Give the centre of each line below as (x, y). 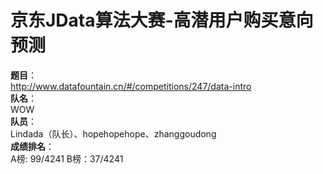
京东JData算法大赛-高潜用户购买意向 (162, 20)
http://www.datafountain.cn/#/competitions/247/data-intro (131, 86)
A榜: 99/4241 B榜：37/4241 (67, 158)
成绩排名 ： (32, 146)
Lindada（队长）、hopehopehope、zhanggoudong (113, 133)
